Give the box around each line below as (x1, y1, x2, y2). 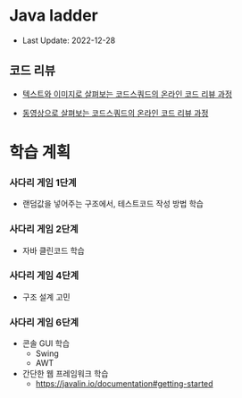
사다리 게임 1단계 (9, 176, 78, 189)
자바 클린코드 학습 (21, 245, 85, 256)
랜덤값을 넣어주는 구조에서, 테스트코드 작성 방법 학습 (21, 199, 204, 209)
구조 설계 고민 (21, 292, 71, 302)
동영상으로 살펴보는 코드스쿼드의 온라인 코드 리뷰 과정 (21, 107, 209, 118)
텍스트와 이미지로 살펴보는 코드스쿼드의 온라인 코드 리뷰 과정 (21, 89, 233, 99)
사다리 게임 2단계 (9, 223, 79, 235)
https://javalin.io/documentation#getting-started (35, 378, 213, 389)
